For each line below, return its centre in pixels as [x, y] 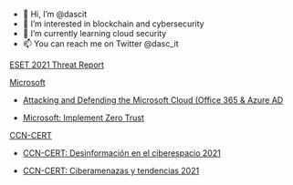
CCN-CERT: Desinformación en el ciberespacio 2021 [121, 153]
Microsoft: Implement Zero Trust [83, 118]
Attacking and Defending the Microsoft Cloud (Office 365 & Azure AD [153, 100]
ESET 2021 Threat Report [57, 65]
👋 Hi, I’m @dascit [55, 14]
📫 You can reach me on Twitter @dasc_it [101, 44]
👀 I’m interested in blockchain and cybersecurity [113, 24]
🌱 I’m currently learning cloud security [94, 33]
